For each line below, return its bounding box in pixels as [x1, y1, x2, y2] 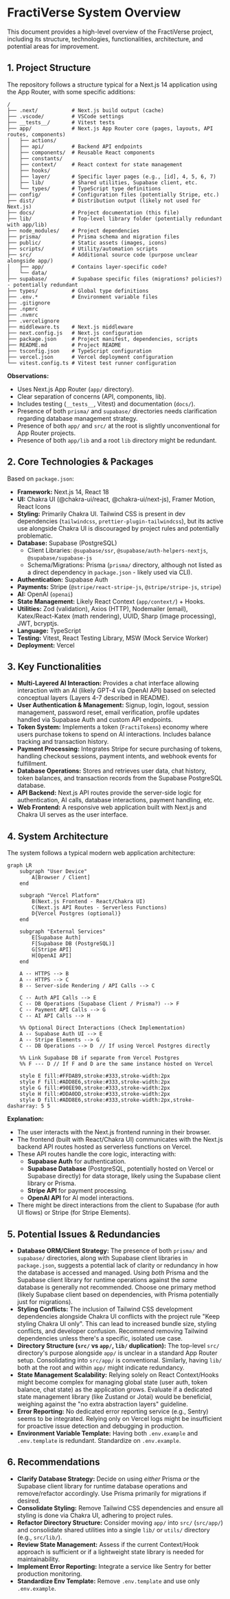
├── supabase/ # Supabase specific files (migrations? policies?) [7, 275, 223, 283]
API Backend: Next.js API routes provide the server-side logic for [16, 789, 202, 797]
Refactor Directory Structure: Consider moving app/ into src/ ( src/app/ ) [16, 1518, 223, 1527]
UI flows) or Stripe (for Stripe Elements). [16, 1209, 131, 1217]
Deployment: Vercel [16, 641, 75, 649]
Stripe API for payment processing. [27, 1187, 128, 1195]
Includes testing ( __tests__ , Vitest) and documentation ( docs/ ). [16, 399, 196, 408]
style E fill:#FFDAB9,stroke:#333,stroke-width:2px [19, 1072, 170, 1080]
